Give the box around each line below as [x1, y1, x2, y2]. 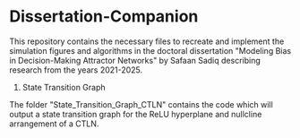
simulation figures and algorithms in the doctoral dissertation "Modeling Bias [9, 45, 292, 56]
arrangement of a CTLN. [9, 118, 99, 129]
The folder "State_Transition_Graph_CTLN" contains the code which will [9, 99, 273, 109]
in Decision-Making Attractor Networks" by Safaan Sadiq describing [9, 55, 261, 65]
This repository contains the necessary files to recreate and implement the [9, 36, 285, 47]
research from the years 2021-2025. [9, 65, 143, 75]
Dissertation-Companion [9, 6, 199, 27]
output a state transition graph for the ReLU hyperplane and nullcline [9, 108, 262, 119]
